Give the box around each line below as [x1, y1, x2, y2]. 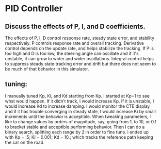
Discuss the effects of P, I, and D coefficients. [5, 22, 145, 31]
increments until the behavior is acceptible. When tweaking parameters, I [5, 114, 151, 119]
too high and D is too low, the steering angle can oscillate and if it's [5, 50, 139, 56]
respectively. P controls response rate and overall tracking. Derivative [5, 40, 144, 46]
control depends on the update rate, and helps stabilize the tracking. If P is [5, 46, 154, 51]
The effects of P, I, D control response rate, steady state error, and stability [5, 35, 154, 41]
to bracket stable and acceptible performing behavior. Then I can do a [5, 124, 145, 130]
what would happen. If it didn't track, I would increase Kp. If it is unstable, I [5, 98, 154, 104]
